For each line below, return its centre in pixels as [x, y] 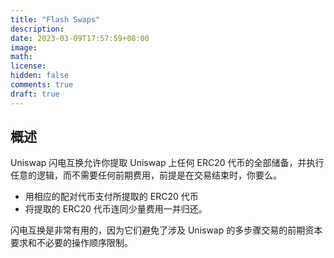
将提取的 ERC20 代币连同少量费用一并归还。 [116, 209]
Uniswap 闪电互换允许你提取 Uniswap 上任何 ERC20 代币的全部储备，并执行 [167, 163]
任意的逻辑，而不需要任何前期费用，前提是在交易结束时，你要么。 [146, 175]
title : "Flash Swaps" [55, 19]
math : [21, 57]
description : [37, 29]
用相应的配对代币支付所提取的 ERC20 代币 [111, 197]
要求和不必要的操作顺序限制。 [71, 243]
